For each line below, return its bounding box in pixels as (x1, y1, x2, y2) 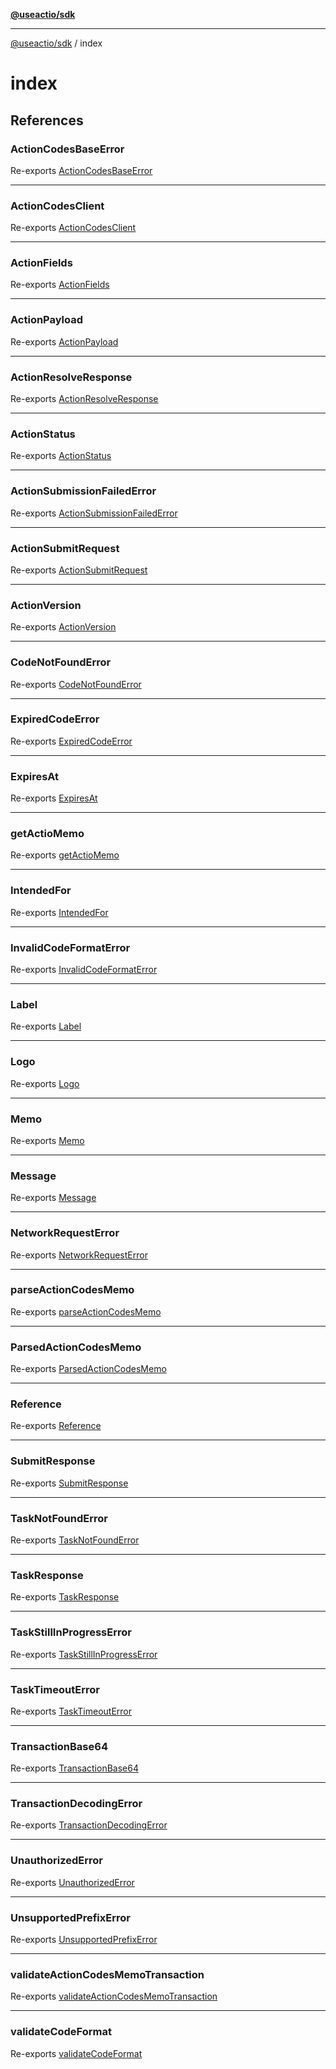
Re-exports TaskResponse (10, 1591, 120, 1603)
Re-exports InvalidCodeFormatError (10, 964, 158, 976)
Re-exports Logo (10, 1077, 80, 1089)
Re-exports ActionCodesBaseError (10, 164, 153, 176)
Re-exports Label (10, 1020, 82, 1033)
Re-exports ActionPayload (10, 335, 119, 348)
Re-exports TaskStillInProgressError (10, 1648, 158, 1660)
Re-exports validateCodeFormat (10, 2047, 143, 2059)
